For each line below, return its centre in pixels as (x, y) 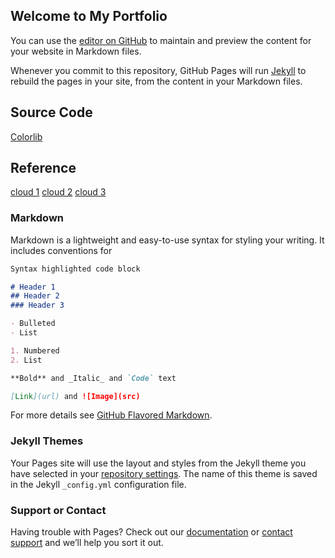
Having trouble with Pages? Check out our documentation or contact (151, 532)
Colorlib (26, 136)
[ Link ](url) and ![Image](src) (75, 396)
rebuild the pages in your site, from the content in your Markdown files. (156, 81)
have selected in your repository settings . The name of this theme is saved (164, 473)
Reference (43, 168)
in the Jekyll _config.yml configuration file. (98, 484)
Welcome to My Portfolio (89, 16)
